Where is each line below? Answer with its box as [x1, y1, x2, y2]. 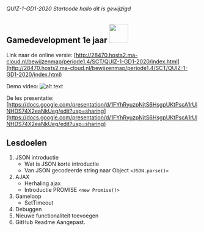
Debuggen [15, 206, 42, 213]
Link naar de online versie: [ [6, 51, 76, 58]
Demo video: [6, 82, 38, 90]
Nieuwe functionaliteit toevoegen [15, 212, 99, 219]
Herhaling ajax [24, 180, 61, 187]
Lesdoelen [6, 138, 48, 149]
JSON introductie [15, 154, 59, 161]
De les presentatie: [6, 94, 54, 102]
